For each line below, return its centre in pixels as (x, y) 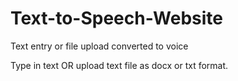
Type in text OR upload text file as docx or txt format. (119, 65)
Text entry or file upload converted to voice (99, 46)
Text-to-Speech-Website (117, 18)
